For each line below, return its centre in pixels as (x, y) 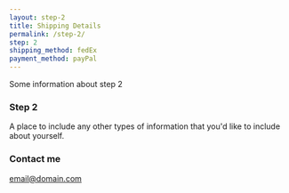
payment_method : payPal (53, 59)
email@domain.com (46, 178)
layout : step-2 (37, 17)
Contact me (35, 159)
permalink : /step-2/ (48, 34)
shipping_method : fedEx (53, 51)
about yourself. (37, 136)
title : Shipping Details (55, 26)
